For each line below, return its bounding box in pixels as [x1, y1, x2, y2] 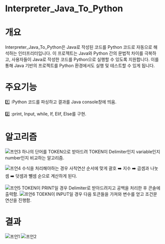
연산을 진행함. [5, 197, 32, 203]
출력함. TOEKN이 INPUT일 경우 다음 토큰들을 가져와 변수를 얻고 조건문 [5, 191, 158, 197]
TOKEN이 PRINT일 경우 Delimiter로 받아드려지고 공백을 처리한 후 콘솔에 [22, 185, 161, 191]
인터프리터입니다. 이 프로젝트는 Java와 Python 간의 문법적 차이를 [18, 50, 144, 57]
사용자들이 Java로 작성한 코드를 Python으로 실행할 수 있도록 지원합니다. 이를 [11, 57, 159, 62]
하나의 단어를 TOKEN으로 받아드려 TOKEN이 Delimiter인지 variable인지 [22, 149, 161, 154]
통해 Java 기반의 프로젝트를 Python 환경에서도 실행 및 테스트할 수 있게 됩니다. [5, 62, 155, 69]
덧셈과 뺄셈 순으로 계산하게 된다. [15, 173, 77, 179]
